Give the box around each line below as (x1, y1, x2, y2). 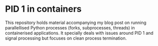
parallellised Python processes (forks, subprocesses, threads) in (5, 24, 135, 30)
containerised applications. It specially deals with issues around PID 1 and (5, 30, 154, 36)
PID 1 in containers (5, 3, 82, 15)
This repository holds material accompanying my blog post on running (5, 20, 147, 25)
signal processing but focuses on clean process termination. (5, 35, 127, 41)
